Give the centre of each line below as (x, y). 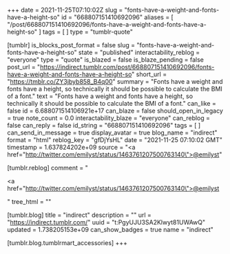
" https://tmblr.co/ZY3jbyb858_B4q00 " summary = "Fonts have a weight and (115, 81)
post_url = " (24, 67)
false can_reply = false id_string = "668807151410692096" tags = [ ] (104, 125)
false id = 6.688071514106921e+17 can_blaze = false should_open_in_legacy (115, 111)
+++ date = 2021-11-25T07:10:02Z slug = (65, 10)
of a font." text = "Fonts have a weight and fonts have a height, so (100, 96)
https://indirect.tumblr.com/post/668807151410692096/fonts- (127, 67)
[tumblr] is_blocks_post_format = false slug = (71, 45)
